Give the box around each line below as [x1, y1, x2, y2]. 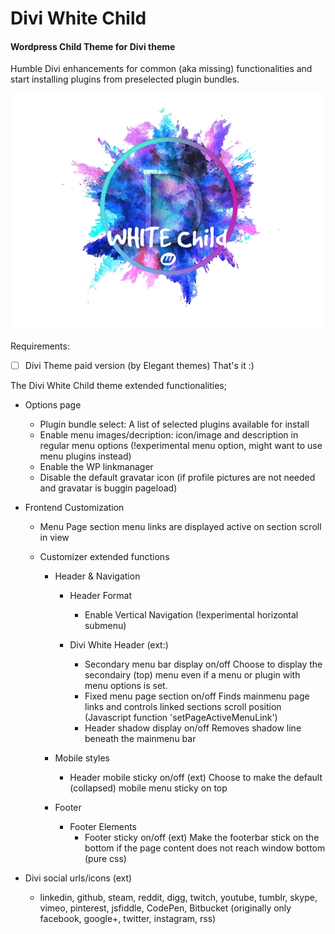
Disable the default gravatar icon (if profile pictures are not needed [39, 471, 316, 483]
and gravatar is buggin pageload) [39, 482, 178, 494]
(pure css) [84, 852, 127, 864]
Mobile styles [54, 752, 111, 764]
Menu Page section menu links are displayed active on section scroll [39, 520, 322, 532]
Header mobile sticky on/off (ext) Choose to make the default [69, 771, 323, 783]
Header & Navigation [54, 570, 141, 582]
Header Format [69, 589, 132, 601]
